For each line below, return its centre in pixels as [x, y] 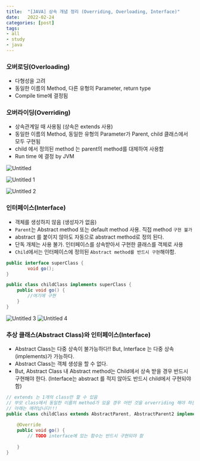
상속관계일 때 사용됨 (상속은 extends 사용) [64, 127]
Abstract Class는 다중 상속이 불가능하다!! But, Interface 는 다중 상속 [94, 349]
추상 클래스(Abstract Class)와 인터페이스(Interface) [78, 335]
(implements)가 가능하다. [44, 356]
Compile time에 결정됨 [41, 96]
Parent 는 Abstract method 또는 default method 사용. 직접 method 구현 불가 [103, 229]
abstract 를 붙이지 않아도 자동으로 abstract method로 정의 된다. [89, 237]
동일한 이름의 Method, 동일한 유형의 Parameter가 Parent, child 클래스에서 [101, 134]
